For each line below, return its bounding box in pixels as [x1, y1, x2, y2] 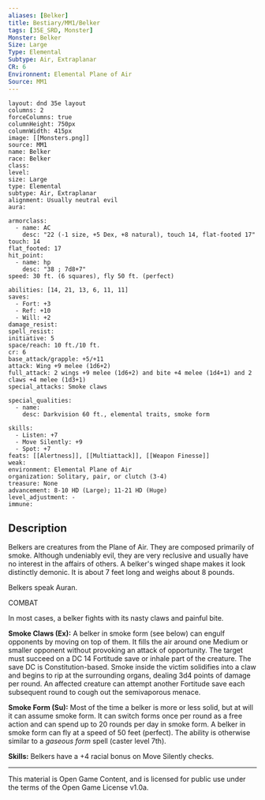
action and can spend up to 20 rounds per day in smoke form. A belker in [8, 719, 246, 729]
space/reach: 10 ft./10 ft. [8, 341, 101, 349]
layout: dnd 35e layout [8, 100, 87, 107]
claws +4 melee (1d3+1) [8, 376, 87, 384]
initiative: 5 [8, 334, 55, 342]
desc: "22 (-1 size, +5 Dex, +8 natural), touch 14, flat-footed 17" [22, 231, 256, 238]
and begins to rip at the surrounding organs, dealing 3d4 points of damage [8, 670, 251, 680]
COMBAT [8, 598, 39, 608]
